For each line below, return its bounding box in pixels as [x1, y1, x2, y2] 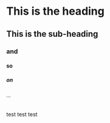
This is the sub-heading [6, 29, 98, 39]
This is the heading [6, 4, 105, 18]
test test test [6, 110, 38, 117]
